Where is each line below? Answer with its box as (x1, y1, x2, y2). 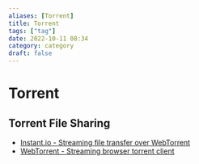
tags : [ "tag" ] (8, 27, 57, 35)
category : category (8, 42, 74, 50)
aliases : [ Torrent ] (8, 11, 74, 20)
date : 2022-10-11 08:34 (8, 34, 89, 43)
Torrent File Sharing (8, 116, 111, 130)
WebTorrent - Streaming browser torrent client (19, 146, 176, 156)
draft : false (8, 49, 53, 57)
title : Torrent (8, 19, 60, 27)
